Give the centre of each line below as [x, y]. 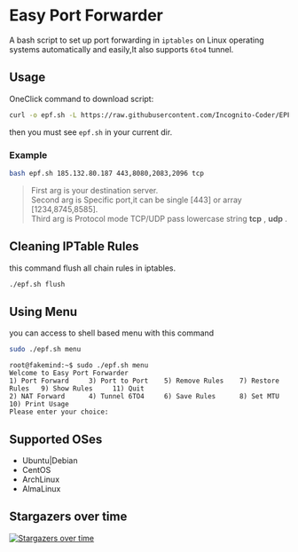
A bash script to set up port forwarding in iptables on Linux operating [137, 40]
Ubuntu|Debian [50, 460]
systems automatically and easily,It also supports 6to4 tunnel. [122, 49]
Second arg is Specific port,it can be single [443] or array [136, 200]
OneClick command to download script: [82, 99]
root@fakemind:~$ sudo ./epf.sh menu [79, 366]
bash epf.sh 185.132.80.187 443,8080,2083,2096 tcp [106, 173]
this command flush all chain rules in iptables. [92, 268]
